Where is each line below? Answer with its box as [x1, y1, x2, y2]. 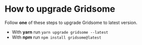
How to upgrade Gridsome [4, 3, 115, 15]
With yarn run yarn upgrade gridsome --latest [11, 29, 109, 35]
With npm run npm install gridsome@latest [11, 34, 102, 40]
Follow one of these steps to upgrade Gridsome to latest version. [4, 20, 138, 25]
